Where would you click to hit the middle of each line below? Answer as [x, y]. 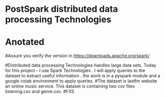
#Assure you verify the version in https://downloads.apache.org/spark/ [77, 56]
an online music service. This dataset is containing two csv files [70, 86]
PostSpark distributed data [62, 9]
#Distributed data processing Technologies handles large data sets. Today [81, 66]
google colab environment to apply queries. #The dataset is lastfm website [81, 81]
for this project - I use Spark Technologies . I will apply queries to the [75, 70]
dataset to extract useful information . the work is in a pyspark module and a [83, 76]
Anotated [25, 42]
